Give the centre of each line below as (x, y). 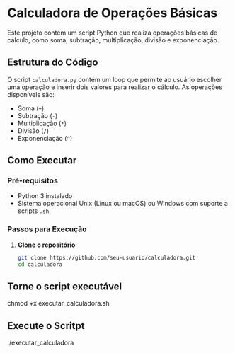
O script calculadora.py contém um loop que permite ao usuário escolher (115, 79)
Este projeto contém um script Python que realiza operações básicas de (113, 33)
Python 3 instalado (45, 196)
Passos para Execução (47, 229)
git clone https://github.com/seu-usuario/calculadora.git (107, 257)
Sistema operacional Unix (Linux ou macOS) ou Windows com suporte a (123, 204)
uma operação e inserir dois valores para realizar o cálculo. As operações (115, 87)
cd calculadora (40, 264)
